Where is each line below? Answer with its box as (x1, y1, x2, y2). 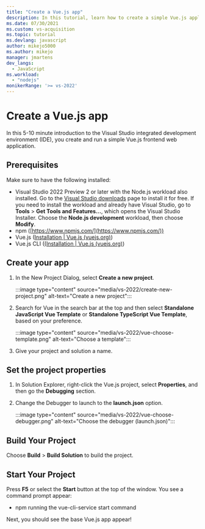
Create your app (6, 258, 69, 268)
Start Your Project (6, 469, 76, 480)
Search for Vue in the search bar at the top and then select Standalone (15, 304, 194, 312)
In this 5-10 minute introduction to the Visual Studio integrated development (6, 129, 196, 136)
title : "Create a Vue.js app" (6, 9, 84, 15)
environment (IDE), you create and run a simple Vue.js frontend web (6, 136, 178, 143)
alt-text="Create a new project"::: (48, 292, 132, 299)
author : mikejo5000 (6, 43, 56, 49)
